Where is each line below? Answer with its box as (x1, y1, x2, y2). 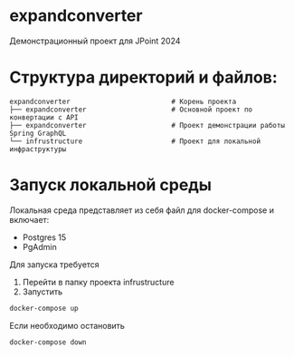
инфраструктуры (9, 144, 67, 154)
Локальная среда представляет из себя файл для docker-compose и (9, 205, 274, 216)
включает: (9, 214, 50, 225)
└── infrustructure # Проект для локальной (9, 137, 261, 146)
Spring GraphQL (9, 129, 67, 138)
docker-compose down (9, 337, 88, 347)
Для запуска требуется (9, 259, 100, 270)
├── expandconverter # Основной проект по (9, 105, 253, 114)
